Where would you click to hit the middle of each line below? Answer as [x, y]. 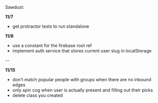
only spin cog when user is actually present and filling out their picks [82, 90]
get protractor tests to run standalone [51, 26]
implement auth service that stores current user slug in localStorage [82, 51]
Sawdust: [15, 7]
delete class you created [38, 95]
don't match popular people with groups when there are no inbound [82, 79]
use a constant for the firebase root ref [52, 46]
